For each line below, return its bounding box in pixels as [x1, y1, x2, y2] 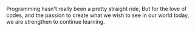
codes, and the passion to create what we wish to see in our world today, [6, 12, 190, 19]
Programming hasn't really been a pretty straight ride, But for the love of [6, 5, 187, 12]
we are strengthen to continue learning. [6, 18, 105, 25]
